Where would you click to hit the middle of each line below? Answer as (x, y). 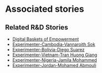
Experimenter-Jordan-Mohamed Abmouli (54, 65)
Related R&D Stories (37, 27)
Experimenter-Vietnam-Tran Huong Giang (55, 55)
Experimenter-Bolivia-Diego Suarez (49, 50)
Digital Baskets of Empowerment (46, 39)
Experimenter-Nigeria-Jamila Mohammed (55, 60)
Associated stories (45, 9)
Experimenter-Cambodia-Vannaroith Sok (54, 44)
